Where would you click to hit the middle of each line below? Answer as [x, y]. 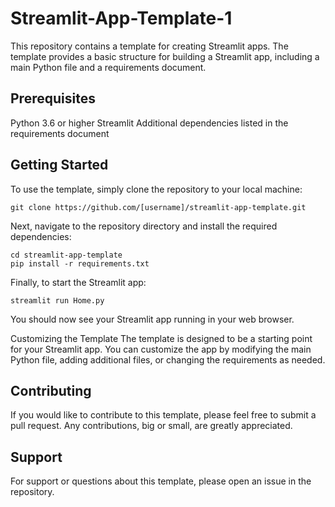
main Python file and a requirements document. [108, 67]
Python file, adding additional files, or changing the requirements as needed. [168, 359]
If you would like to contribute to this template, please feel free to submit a [163, 415]
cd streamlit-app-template [66, 255]
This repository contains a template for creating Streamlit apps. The [149, 46]
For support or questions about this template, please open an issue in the [161, 481]
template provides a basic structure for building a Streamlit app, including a [165, 56]
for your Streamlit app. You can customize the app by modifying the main [161, 349]
